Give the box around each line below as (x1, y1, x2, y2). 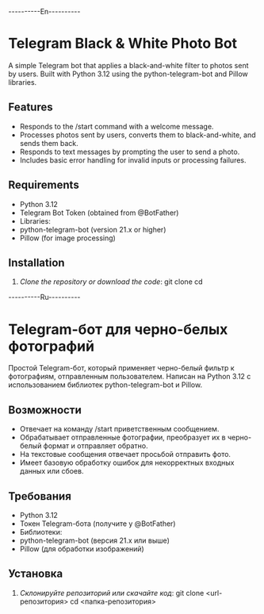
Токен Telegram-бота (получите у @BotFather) (19, 519, 176, 528)
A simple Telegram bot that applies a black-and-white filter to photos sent (8, 60, 249, 70)
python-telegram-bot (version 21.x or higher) (19, 224, 166, 234)
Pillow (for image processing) (19, 233, 117, 243)
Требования (8, 489, 71, 503)
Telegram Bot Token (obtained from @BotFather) (19, 208, 179, 217)
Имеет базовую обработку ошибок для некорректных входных (19, 458, 235, 467)
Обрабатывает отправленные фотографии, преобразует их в (19, 432, 226, 443)
